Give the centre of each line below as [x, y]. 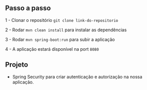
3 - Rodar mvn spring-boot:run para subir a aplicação [60, 39]
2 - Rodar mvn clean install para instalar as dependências [66, 30]
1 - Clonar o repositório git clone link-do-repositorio [62, 20]
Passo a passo [28, 8]
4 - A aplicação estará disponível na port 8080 [52, 49]
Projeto [17, 65]
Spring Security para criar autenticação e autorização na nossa [77, 77]
